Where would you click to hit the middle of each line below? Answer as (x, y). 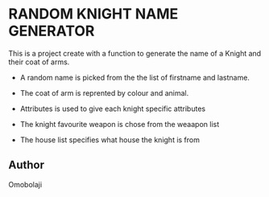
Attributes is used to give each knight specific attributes (113, 109)
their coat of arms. (39, 62)
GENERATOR (52, 31)
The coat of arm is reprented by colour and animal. (104, 92)
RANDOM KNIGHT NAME (93, 14)
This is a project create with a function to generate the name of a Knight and (135, 53)
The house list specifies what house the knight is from (110, 140)
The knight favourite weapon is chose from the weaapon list (120, 124)
